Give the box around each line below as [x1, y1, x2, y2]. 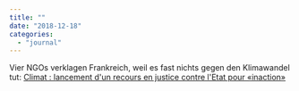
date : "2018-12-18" [9, 21, 82, 30]
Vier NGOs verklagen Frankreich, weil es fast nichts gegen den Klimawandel [9, 62, 291, 73]
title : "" [9, 12, 47, 22]
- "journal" [17, 37, 63, 47]
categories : [9, 29, 54, 38]
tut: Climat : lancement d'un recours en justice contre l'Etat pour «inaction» [9, 72, 286, 83]
